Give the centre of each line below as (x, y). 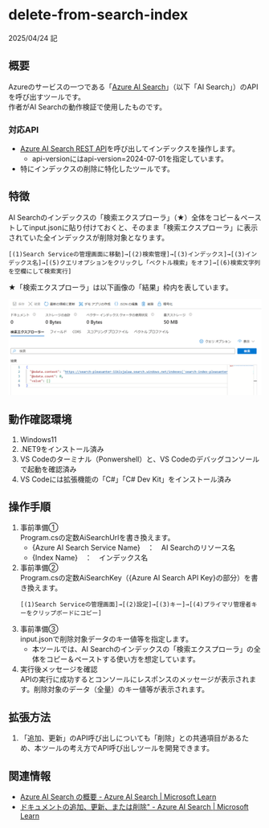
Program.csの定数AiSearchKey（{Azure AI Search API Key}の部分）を (135, 578)
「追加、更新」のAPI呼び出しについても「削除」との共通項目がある (131, 738)
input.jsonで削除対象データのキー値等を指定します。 (106, 639)
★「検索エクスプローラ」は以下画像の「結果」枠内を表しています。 (120, 287)
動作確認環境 (40, 420)
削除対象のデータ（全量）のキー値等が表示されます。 (121, 690)
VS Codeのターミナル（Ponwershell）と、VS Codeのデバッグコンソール (139, 459)
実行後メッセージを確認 (59, 670)
